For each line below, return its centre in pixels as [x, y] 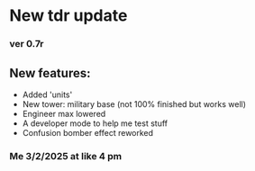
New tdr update [68, 16]
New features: [50, 73]
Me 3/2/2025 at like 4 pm [66, 156]
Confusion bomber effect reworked [88, 132]
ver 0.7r [27, 44]
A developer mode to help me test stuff [95, 123]
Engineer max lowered [64, 113]
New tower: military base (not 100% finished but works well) [134, 103]
